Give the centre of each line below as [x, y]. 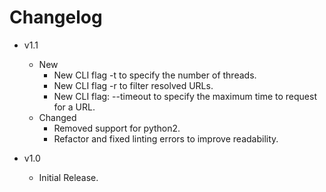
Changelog [56, 17]
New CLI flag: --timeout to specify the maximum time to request [185, 96]
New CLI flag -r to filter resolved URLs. [133, 85]
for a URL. [74, 107]
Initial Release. [68, 177]
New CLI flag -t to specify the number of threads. [155, 75]
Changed [57, 117]
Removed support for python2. [117, 128]
